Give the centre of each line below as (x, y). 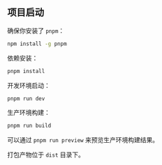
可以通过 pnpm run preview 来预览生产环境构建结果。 (83, 140)
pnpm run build (29, 126)
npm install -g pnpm (37, 44)
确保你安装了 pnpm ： (36, 31)
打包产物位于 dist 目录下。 (46, 155)
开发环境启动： (29, 85)
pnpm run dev (26, 99)
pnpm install (26, 71)
